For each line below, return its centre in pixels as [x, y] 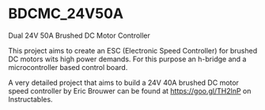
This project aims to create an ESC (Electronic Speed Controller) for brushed [133, 50]
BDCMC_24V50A [66, 14]
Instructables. [30, 99]
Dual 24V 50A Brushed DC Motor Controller [79, 35]
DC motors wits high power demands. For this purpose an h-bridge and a [127, 59]
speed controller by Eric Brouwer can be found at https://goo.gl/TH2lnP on [130, 90]
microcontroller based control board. [68, 67]
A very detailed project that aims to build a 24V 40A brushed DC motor [124, 82]
